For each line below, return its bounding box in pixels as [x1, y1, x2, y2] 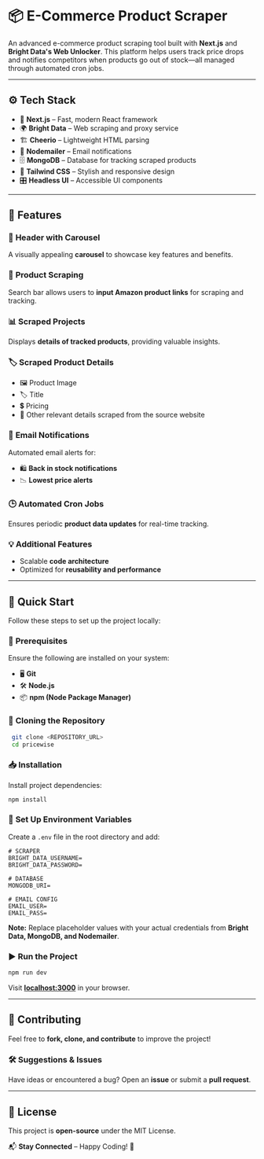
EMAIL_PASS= [8, 909, 47, 917]
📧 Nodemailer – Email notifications [19, 146, 132, 156]
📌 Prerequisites [8, 635, 68, 646]
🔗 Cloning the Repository [8, 716, 105, 727]
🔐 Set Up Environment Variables [8, 814, 132, 825]
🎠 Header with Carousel [8, 232, 101, 243]
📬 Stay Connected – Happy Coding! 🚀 [8, 1142, 135, 1151]
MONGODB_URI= [8, 881, 51, 889]
